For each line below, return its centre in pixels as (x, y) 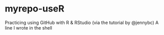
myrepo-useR (35, 9)
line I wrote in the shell (28, 27)
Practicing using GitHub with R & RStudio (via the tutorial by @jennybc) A (82, 22)
